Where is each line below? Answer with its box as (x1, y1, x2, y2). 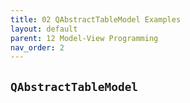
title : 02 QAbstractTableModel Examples (10, 14, 182, 25)
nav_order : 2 (10, 42, 65, 53)
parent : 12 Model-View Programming (10, 33, 159, 43)
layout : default (10, 24, 78, 34)
